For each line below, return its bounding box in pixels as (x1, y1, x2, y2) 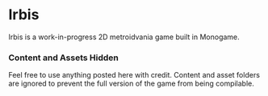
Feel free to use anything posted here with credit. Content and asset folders (8, 70, 261, 80)
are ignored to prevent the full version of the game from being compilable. (8, 78, 254, 89)
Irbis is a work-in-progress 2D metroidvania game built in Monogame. (8, 32, 240, 42)
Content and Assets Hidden (8, 52, 119, 63)
